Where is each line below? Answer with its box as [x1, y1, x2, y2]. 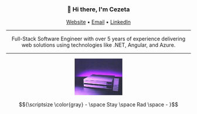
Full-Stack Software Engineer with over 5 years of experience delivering [11, 35, 186, 43]
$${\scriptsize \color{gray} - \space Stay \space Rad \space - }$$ [18, 101, 179, 108]
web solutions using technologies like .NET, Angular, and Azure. [21, 42, 176, 49]
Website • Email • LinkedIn [66, 19, 131, 26]
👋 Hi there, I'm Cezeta [67, 5, 130, 13]
